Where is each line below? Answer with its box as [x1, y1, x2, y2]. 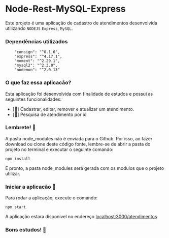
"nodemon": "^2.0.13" [14, 67, 60, 73]
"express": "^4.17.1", [14, 54, 62, 59]
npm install [5, 156, 30, 161]
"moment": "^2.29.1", [14, 58, 60, 64]
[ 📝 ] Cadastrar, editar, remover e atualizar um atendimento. [12, 106, 134, 112]
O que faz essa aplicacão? [5, 79, 72, 86]
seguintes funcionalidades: [5, 96, 62, 102]
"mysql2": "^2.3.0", [14, 63, 58, 68]
